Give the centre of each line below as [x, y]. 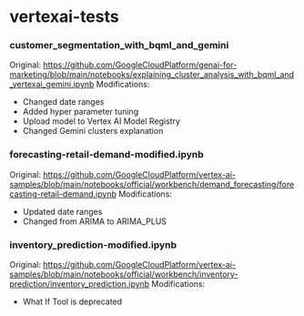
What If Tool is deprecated [72, 301]
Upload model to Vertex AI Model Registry [101, 121]
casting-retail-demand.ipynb [63, 194]
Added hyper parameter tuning [81, 112]
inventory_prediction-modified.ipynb [93, 245]
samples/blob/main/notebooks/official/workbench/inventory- [124, 274]
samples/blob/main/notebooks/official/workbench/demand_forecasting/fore [152, 184]
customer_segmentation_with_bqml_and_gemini [119, 46]
